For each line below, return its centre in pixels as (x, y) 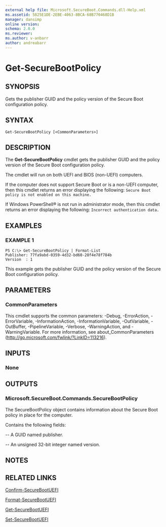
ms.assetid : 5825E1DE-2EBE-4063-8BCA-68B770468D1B (60, 15)
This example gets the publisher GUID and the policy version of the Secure (83, 269)
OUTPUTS (22, 384)
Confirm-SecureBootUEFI (32, 489)
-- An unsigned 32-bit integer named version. (53, 444)
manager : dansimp (24, 19)
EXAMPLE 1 (20, 240)
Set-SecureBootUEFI (27, 519)
